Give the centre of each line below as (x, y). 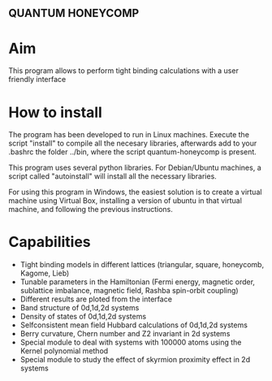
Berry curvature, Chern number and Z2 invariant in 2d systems (125, 334)
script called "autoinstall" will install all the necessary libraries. (112, 176)
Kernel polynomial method (64, 351)
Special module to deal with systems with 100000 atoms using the (131, 342)
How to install (56, 112)
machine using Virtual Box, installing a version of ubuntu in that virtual (125, 201)
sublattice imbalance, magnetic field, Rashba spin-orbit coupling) (129, 291)
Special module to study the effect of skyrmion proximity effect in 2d (135, 360)
